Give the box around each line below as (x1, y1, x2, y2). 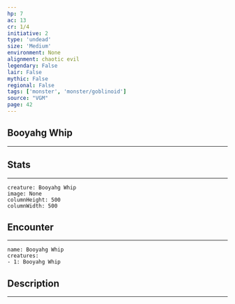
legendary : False (7, 62, 58, 69)
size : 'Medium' (7, 43, 52, 50)
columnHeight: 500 (7, 196, 61, 203)
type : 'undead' (7, 36, 52, 43)
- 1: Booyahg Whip (7, 259, 61, 266)
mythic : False (7, 75, 49, 82)
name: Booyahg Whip (7, 246, 64, 254)
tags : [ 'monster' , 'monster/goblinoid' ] (7, 88, 127, 95)
